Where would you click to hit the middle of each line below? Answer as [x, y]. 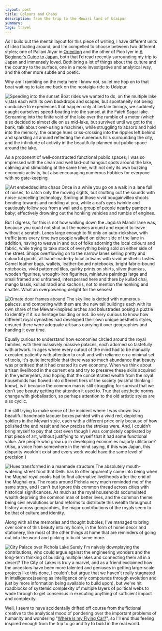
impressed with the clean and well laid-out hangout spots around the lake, [79, 163]
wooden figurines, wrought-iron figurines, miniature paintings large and [76, 274]
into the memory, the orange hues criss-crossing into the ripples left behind [80, 133]
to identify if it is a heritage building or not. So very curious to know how [77, 315]
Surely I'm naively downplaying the [105, 547]
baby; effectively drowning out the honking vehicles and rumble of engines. [80, 213]
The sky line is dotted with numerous [103, 299]
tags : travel [18, 28]
